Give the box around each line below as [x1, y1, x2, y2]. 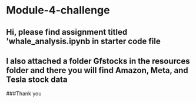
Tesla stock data [6, 74, 68, 84]
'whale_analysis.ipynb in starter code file [6, 36, 161, 46]
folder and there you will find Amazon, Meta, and [6, 65, 188, 75]
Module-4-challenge [6, 4, 110, 17]
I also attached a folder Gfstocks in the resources [6, 56, 190, 66]
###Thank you [6, 90, 42, 97]
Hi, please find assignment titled [6, 27, 128, 37]
